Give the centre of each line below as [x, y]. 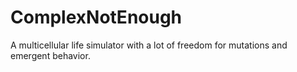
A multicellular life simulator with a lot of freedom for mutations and [149, 45]
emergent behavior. [50, 55]
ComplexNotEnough [96, 17]
